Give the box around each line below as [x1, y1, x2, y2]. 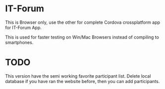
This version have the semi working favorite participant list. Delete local [5, 73, 151, 79]
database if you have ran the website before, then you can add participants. [5, 78, 160, 84]
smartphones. [5, 39, 34, 45]
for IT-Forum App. [5, 24, 42, 30]
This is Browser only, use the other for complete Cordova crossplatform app [5, 19, 160, 25]
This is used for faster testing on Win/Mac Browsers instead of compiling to [5, 34, 160, 40]
